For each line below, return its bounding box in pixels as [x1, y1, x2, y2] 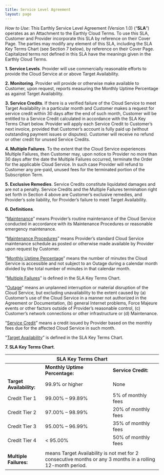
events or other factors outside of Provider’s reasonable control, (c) [5, 305, 141, 311]
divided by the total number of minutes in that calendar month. [5, 265, 131, 271]
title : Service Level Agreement [5, 7, 71, 12]
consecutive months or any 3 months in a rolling [45, 455, 155, 462]
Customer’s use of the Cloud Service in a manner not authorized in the [5, 295, 147, 300]
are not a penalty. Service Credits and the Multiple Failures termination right [5, 186, 157, 192]
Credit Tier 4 [7, 437, 37, 444]
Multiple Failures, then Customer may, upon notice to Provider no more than [5, 151, 158, 157]
